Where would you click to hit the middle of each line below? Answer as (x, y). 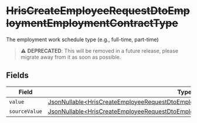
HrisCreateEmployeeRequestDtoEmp (98, 11)
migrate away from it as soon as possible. (71, 57)
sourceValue (26, 111)
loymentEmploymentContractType (92, 23)
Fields (18, 75)
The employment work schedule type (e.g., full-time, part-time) (83, 39)
